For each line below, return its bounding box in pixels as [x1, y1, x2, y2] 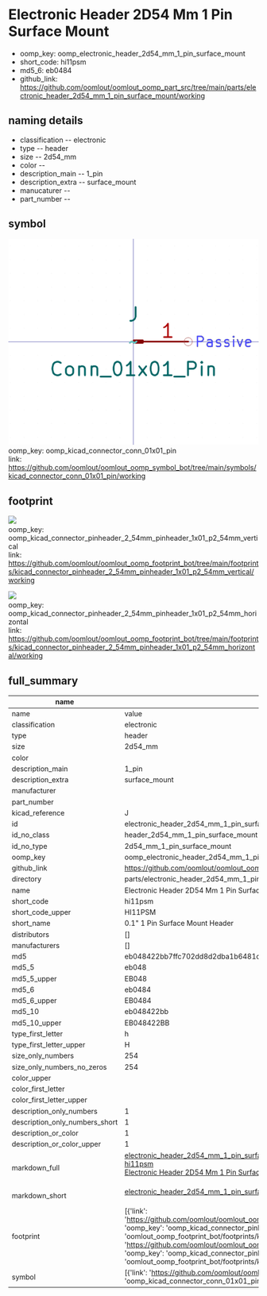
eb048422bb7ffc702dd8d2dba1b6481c [124, 951, 261, 962]
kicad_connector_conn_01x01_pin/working [8, 471, 146, 481]
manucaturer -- [19, 185, 71, 195]
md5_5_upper [11, 974, 57, 983]
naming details [8, 114, 83, 128]
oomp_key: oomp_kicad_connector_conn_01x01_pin [8, 446, 177, 456]
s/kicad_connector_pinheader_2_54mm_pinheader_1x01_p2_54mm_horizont [8, 642, 256, 652]
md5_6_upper [11, 996, 57, 1005]
